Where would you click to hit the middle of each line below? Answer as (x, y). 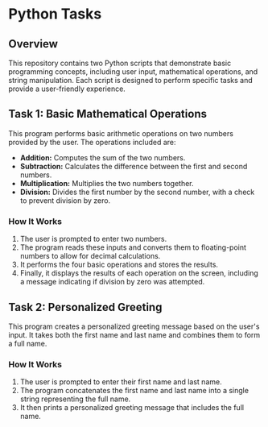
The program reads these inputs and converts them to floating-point (133, 247)
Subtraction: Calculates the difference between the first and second (134, 166)
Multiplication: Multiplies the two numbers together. (107, 183)
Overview (33, 44)
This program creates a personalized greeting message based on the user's (134, 326)
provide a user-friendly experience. (67, 89)
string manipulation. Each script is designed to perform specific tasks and (131, 80)
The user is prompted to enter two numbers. (93, 239)
